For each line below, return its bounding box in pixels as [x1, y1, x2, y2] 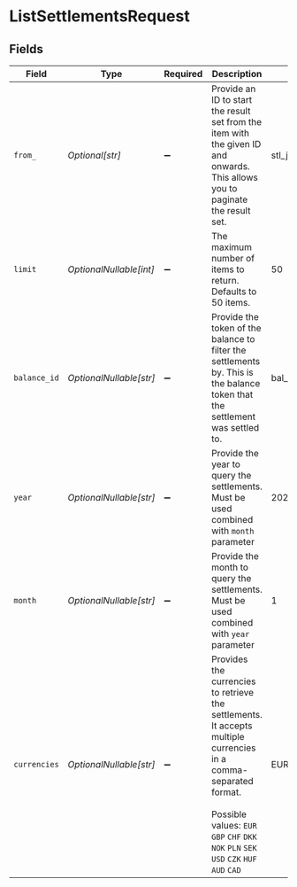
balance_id [13, 373, 59, 383]
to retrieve [210, 687, 255, 698]
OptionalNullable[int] [67, 263, 155, 276]
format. [210, 786, 241, 798]
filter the [210, 344, 247, 356]
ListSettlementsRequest [9, 6, 190, 27]
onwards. [210, 160, 250, 172]
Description [211, 68, 263, 80]
